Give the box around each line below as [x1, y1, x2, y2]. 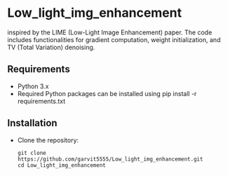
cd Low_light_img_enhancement [17, 161, 107, 169]
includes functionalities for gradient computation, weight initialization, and [7, 35, 221, 43]
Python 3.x [17, 82, 49, 90]
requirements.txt [17, 97, 66, 105]
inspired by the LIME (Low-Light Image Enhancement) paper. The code [7, 28, 213, 36]
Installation [7, 117, 58, 129]
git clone [17, 149, 47, 156]
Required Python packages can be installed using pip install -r [17, 89, 197, 97]
